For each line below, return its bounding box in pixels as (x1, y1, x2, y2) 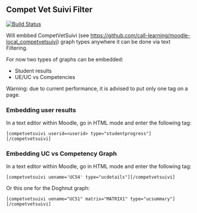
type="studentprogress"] (90, 131, 152, 137)
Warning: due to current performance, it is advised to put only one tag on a (6, 85, 188, 92)
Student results (14, 67, 52, 74)
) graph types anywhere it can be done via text (57, 38, 171, 45)
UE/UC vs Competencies (14, 73, 75, 80)
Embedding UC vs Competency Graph (6, 150, 117, 158)
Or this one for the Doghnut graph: (6, 185, 90, 192)
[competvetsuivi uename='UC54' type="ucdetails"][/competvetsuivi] (6, 174, 176, 181)
